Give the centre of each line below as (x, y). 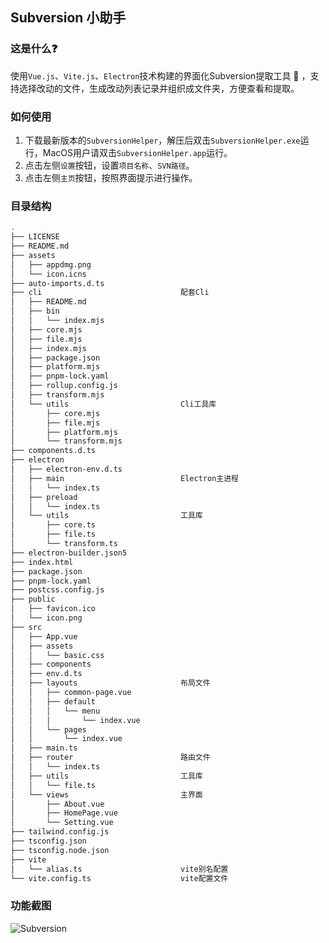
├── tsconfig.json (48, 841)
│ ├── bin (35, 311)
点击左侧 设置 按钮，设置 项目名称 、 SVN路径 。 (109, 165)
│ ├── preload (44, 497)
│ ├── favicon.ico (53, 609)
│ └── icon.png (46, 618)
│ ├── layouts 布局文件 (110, 683)
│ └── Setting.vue (62, 823)
